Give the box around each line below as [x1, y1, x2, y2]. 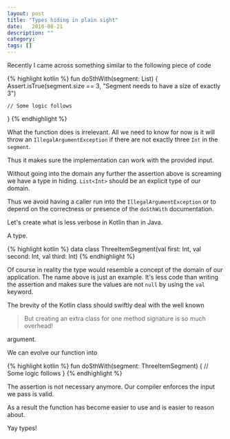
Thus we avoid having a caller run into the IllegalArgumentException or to [7, 197, 217, 206]
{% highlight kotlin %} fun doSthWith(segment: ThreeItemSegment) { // [7, 362, 209, 370]
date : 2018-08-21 [7, 23, 63, 30]
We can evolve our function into [7, 349, 98, 356]
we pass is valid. [7, 390, 54, 398]
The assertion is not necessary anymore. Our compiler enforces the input [7, 382, 216, 391]
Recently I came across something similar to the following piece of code [7, 61, 211, 69]
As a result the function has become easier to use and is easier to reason [7, 403, 215, 411]
